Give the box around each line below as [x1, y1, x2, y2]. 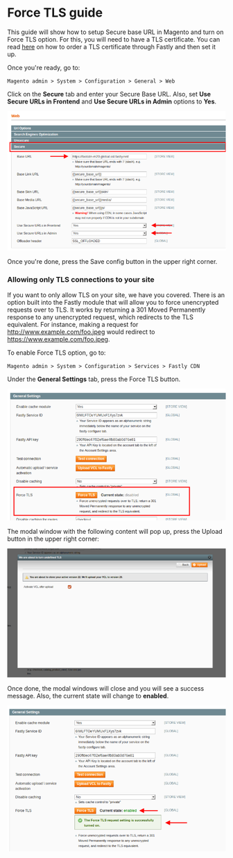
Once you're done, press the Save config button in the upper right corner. [7, 258, 218, 266]
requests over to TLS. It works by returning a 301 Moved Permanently [7, 305, 206, 314]
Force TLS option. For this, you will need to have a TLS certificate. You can [7, 35, 221, 43]
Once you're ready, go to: [7, 63, 80, 71]
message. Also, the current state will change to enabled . [7, 691, 169, 700]
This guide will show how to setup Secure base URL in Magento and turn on [7, 28, 224, 36]
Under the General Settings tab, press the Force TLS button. [7, 375, 181, 383]
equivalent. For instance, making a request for [7, 320, 139, 328]
